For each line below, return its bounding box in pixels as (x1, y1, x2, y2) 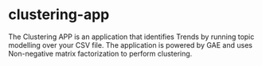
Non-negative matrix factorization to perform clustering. (8, 49, 193, 58)
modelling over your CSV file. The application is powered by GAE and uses (8, 40, 253, 49)
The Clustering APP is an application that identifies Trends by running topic (8, 32, 255, 41)
